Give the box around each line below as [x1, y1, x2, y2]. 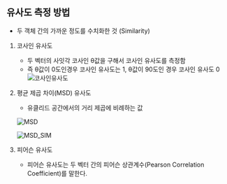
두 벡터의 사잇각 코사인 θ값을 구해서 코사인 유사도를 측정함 [27, 56, 186, 64]
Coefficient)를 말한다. [27, 169, 88, 177]
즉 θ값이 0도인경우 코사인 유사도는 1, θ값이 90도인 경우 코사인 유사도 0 [27, 65, 221, 73]
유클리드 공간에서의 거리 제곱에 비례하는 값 [27, 104, 144, 112]
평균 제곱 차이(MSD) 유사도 [16, 88, 91, 97]
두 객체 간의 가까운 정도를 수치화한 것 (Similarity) [16, 27, 151, 35]
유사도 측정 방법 [6, 6, 71, 19]
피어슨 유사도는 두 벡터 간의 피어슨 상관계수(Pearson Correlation [27, 160, 205, 169]
